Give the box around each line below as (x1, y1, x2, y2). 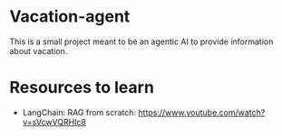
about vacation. (9, 45, 68, 56)
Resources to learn (9, 77, 154, 98)
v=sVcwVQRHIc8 (22, 116, 87, 127)
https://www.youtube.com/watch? (138, 106, 266, 118)
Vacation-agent (9, 6, 131, 27)
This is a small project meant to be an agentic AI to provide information (9, 36, 274, 47)
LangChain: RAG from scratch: (22, 106, 137, 118)
